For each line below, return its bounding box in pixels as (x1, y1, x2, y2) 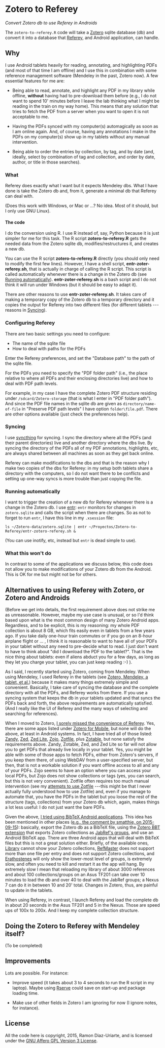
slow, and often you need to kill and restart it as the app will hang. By (5, 861, 145, 867)
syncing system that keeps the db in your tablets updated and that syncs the (5, 695, 161, 701)
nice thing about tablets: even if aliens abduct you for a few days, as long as (5, 654, 160, 660)
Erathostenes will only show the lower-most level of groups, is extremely (5, 856, 152, 862)
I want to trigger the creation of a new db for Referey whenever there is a (5, 499, 153, 505)
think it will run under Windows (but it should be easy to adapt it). (5, 282, 137, 288)
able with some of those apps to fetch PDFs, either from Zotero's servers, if (5, 752, 159, 758)
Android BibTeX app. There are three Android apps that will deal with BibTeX (5, 835, 159, 841)
